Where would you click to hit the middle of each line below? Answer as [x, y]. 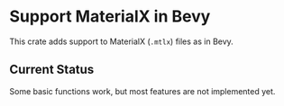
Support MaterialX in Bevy [110, 17]
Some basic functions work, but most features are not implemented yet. [142, 91]
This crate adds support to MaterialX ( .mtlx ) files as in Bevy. [122, 41]
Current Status [52, 70]
